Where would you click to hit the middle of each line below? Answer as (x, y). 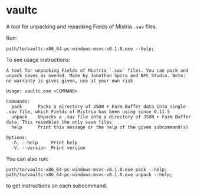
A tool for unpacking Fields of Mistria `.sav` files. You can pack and (97, 70)
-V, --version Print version (48, 148)
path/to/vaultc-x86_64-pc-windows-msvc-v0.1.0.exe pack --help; (87, 169)
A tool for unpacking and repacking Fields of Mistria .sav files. (82, 27)
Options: (17, 137)
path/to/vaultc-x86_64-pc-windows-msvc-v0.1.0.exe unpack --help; (89, 174)
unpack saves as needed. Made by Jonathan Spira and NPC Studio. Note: (96, 75)
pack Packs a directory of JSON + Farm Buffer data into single (98, 107)
